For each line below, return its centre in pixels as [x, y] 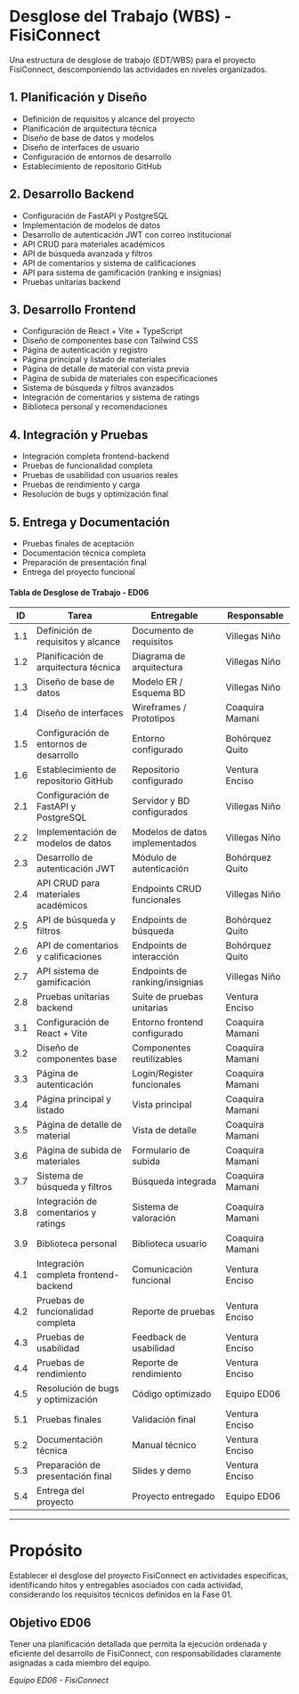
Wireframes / [159, 708]
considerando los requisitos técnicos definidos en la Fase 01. [121, 1594]
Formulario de [161, 1150]
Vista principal [162, 1105]
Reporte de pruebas [174, 1312]
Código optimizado [172, 1394]
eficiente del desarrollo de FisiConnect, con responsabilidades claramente [145, 1653]
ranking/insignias [168, 983]
